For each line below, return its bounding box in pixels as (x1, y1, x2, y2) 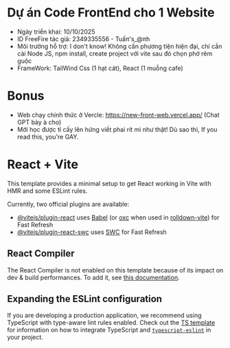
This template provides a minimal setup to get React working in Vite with (7, 179, 211, 187)
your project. (7, 333, 43, 341)
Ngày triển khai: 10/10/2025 (16, 27, 95, 36)
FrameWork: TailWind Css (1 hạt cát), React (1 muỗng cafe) (16, 64, 183, 72)
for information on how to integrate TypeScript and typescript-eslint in (7, 326, 211, 334)
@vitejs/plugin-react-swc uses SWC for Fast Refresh (16, 228, 167, 236)
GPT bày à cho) (16, 118, 62, 126)
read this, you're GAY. (16, 132, 79, 141)
